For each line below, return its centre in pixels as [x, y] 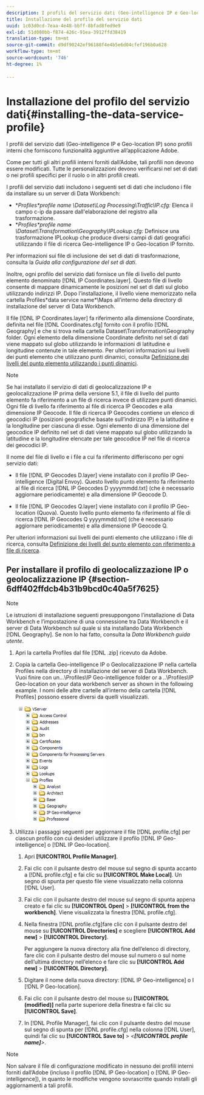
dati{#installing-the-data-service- [95, 114]
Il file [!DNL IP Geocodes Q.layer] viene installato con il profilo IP [95, 506]
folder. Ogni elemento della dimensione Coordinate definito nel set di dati [97, 338]
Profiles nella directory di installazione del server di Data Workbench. [101, 671]
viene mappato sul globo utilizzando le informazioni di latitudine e [88, 344]
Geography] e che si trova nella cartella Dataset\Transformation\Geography [100, 331]
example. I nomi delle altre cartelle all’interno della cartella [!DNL [96, 690]
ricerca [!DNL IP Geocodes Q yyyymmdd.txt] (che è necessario [94, 520]
